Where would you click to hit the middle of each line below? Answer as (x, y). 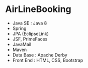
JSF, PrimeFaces (30, 39)
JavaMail (22, 44)
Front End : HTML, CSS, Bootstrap (48, 60)
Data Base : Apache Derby (40, 55)
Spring (19, 28)
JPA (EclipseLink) (31, 33)
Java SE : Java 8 (30, 23)
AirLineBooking (38, 9)
